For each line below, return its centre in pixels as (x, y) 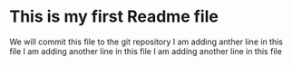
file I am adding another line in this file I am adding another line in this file (146, 51)
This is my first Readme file (114, 17)
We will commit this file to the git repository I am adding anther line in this (146, 42)
